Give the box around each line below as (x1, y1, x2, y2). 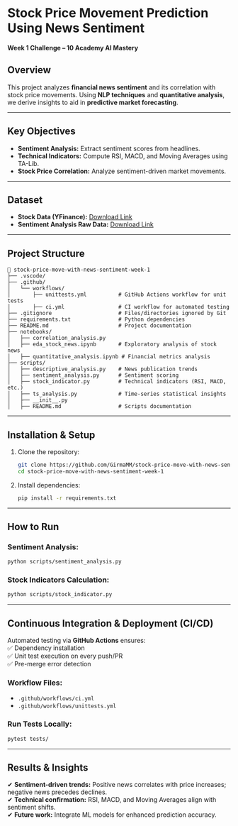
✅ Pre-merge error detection (7, 660, 91, 668)
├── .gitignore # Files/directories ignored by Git (7, 310, 227, 317)
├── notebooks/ (7, 329, 52, 336)
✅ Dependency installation (7, 644, 85, 652)
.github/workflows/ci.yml (17, 695, 94, 703)
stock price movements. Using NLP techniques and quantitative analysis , (7, 90, 225, 99)
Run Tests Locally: (7, 719, 72, 729)
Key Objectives (7, 126, 76, 138)
